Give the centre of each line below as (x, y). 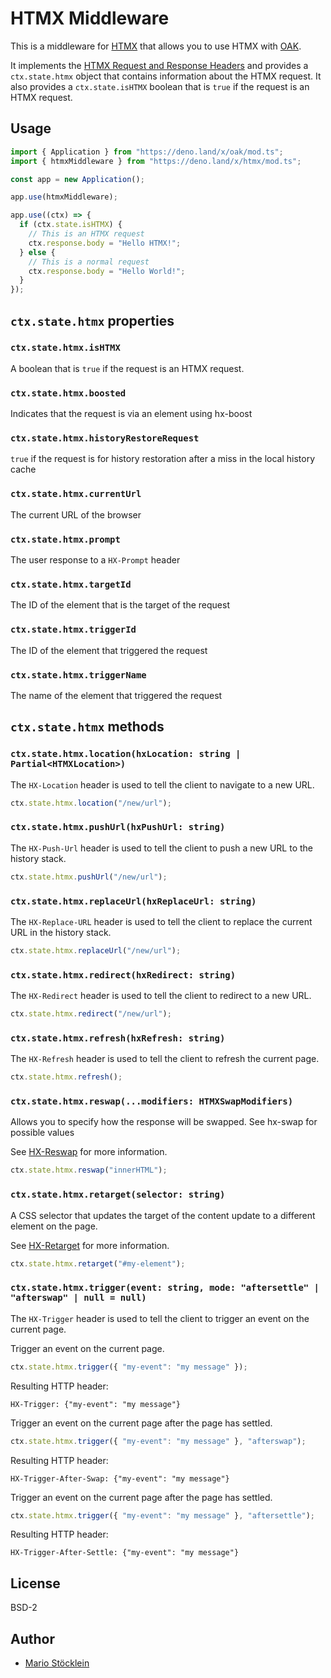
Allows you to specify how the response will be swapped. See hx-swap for (164, 1122)
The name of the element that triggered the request (116, 695)
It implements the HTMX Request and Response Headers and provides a (159, 65)
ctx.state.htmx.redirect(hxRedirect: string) (123, 975)
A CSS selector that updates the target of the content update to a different (163, 1215)
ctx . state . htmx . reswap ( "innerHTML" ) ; (89, 1170)
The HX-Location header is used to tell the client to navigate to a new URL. (162, 784)
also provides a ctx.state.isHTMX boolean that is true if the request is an (160, 86)
